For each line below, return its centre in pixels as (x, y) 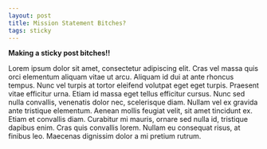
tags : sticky (30, 30)
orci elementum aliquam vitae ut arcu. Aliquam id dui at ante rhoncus (121, 77)
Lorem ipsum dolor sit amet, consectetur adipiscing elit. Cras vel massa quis (133, 69)
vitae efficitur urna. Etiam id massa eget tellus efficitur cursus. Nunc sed (127, 94)
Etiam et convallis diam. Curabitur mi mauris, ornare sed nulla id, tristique (128, 120)
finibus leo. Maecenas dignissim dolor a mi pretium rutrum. (105, 136)
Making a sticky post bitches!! (59, 53)
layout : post (30, 16)
